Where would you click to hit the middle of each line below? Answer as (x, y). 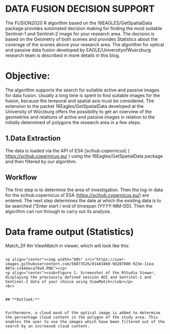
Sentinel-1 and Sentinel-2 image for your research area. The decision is (80, 34)
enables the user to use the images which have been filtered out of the (85, 322)
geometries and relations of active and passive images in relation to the (80, 117)
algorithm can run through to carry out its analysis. (58, 211)
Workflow (21, 178)
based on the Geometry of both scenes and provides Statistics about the (81, 39)
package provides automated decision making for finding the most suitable (84, 28)
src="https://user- (105, 260)
